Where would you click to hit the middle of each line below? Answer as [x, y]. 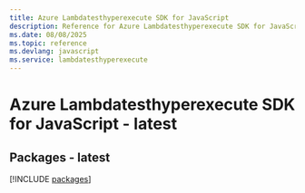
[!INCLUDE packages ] [50, 179]
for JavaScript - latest [93, 124]
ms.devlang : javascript [54, 52]
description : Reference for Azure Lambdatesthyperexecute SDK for [138, 26]
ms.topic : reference [49, 43]
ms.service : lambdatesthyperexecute [79, 60]
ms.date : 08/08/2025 [49, 34]
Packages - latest [60, 157]
